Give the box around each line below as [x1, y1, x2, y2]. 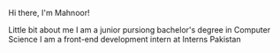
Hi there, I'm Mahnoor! [8, 8, 90, 18]
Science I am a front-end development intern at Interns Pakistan [8, 34, 241, 44]
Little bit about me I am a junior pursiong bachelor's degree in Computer [8, 25, 271, 34]
